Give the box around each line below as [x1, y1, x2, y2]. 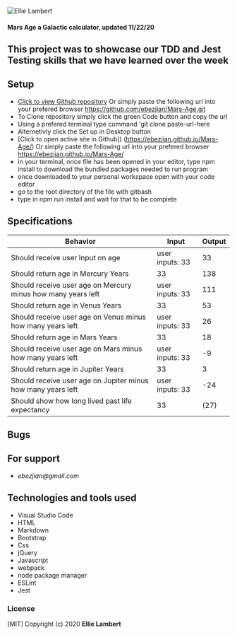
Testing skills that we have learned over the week [7, 54, 229, 66]
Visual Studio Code [17, 511, 74, 519]
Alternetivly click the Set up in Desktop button [17, 127, 152, 136]
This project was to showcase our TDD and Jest [7, 43, 221, 55]
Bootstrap [17, 533, 47, 542]
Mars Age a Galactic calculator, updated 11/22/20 [7, 23, 155, 31]
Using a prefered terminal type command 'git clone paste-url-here [17, 120, 210, 128]
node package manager [17, 571, 87, 579]
